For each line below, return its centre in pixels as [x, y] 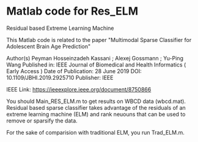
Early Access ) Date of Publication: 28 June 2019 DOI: [74, 71]
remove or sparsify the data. [42, 121]
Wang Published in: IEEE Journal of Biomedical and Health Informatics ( [96, 65]
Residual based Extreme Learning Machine [60, 28]
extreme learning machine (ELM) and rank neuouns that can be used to [96, 114]
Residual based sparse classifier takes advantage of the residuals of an [96, 107]
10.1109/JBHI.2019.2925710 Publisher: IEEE [60, 77]
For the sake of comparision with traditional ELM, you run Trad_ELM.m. [96, 132]
